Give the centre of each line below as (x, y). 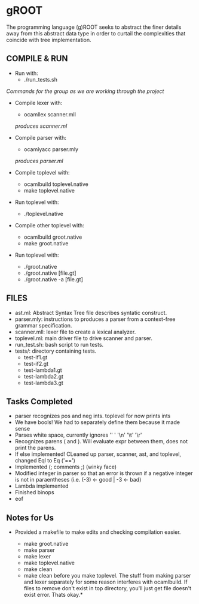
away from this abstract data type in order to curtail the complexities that (96, 33)
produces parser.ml (39, 161)
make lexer (37, 557)
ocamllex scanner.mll (50, 114)
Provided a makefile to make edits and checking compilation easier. (98, 532)
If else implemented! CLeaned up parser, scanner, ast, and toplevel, (98, 454)
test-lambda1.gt (43, 370)
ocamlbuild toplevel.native (56, 184)
